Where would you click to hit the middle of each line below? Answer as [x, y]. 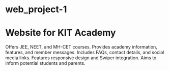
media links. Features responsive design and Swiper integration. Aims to [81, 58]
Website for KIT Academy [61, 33]
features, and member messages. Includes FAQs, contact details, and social [85, 53]
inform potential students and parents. [45, 63]
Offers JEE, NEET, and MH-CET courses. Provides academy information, [81, 47]
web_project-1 [36, 9]
